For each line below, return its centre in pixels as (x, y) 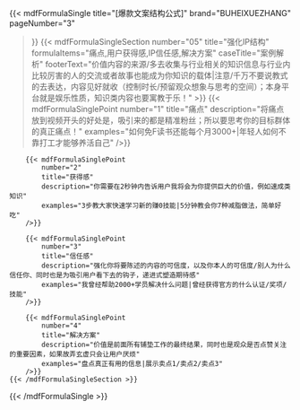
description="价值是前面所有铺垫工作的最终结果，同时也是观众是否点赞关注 (164, 345)
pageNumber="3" (43, 23)
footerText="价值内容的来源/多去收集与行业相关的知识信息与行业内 (168, 64)
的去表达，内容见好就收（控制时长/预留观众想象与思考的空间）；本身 (156, 87)
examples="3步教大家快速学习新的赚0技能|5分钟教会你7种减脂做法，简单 (158, 205)
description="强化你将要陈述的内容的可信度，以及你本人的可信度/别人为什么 (166, 266)
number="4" (62, 326)
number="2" (62, 168)
